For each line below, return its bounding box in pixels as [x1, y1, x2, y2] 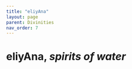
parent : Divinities [6, 19, 54, 25]
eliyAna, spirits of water [6, 50, 126, 63]
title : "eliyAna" [6, 8, 49, 15]
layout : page [6, 14, 38, 20]
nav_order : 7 [6, 25, 38, 31]
